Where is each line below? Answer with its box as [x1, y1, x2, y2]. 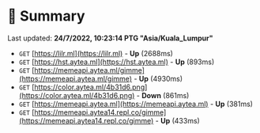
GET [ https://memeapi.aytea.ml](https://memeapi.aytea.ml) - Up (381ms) [18, 99, 254, 108]
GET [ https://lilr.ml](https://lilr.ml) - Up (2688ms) [18, 48, 173, 58]
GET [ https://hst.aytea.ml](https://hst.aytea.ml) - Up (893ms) [18, 57, 215, 66]
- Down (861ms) [136, 90, 190, 100]
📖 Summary [7, 7, 85, 25]
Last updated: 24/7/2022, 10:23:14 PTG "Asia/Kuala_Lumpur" [7, 33, 213, 43]
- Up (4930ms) [133, 74, 183, 83]
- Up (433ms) [155, 116, 201, 125]
